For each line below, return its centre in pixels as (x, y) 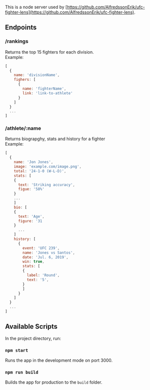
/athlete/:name (23, 129)
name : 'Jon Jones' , (34, 162)
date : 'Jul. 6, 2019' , (46, 257)
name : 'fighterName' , (45, 89)
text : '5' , (38, 279)
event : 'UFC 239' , (41, 248)
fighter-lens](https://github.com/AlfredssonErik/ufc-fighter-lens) (70, 12)
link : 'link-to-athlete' (48, 93)
